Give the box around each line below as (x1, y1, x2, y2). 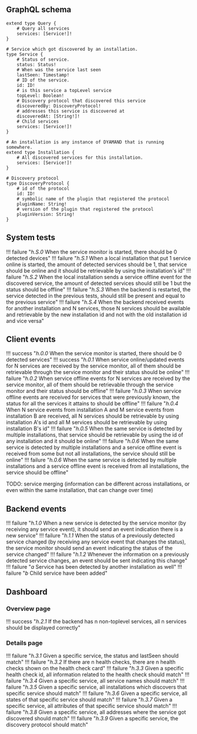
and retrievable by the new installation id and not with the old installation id (6, 311, 187, 318)
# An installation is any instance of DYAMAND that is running (6, 139, 165, 145)
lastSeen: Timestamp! (16, 72, 69, 78)
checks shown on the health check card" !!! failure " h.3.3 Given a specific (6, 665, 184, 672)
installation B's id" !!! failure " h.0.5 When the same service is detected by (6, 425, 182, 432)
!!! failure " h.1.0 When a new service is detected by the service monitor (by (6, 519, 186, 527)
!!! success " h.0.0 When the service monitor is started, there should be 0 (6, 350, 182, 357)
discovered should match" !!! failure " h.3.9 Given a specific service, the (6, 715, 178, 722)
